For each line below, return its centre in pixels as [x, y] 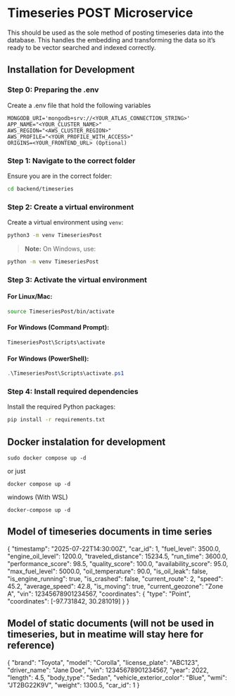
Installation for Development [71, 70]
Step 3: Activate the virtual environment [77, 280]
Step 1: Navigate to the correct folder [71, 160]
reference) [31, 646]
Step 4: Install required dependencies [73, 391]
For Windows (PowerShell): [48, 359]
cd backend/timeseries [40, 188]
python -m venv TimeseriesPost [53, 262]
